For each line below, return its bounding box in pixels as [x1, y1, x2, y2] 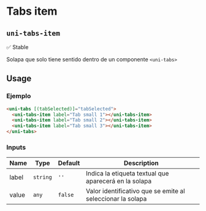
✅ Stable [6, 44, 29, 50]
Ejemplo [6, 92, 31, 101]
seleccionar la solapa [85, 194, 147, 203]
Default [58, 159, 80, 167]
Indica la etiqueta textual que [85, 169, 169, 178]
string [32, 174, 52, 181]
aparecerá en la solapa [85, 177, 152, 185]
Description [123, 159, 159, 167]
